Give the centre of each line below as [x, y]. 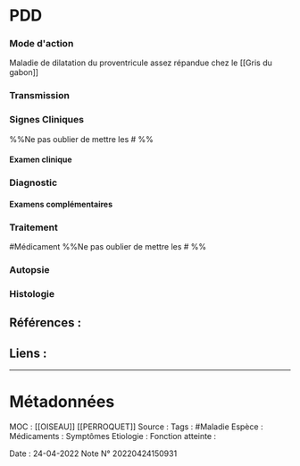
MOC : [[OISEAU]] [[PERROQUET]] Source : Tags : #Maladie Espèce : [136, 427]
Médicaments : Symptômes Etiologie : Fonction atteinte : [113, 436]
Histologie [32, 293]
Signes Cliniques [47, 120]
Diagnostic [33, 182]
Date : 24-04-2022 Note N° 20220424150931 [93, 453]
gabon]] [24, 72]
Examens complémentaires [61, 204]
